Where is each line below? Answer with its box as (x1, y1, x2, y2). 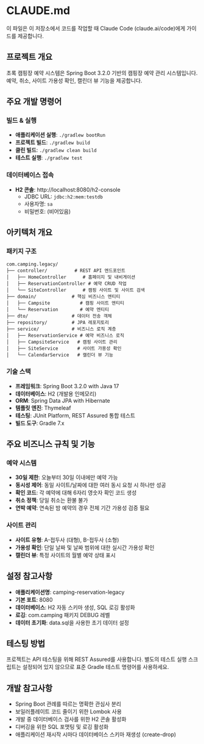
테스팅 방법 (6, 638, 46, 649)
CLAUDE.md (6, 4, 71, 18)
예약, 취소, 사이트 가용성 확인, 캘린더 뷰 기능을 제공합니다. (6, 77, 142, 84)
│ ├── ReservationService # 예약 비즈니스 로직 (6, 333, 125, 339)
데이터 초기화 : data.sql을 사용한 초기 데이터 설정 (15, 619, 130, 626)
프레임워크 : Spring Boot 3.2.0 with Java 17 (15, 382, 119, 389)
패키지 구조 (6, 247, 37, 256)
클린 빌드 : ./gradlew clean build (15, 146, 97, 154)
